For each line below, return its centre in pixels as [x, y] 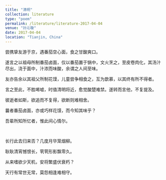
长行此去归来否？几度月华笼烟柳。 [40, 141]
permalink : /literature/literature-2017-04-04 [54, 23]
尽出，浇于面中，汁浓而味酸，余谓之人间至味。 [53, 68]
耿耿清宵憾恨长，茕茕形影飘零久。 [40, 151]
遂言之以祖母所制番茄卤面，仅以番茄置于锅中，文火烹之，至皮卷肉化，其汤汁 [83, 62]
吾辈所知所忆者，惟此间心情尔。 [38, 121]
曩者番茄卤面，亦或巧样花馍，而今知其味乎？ [51, 110]
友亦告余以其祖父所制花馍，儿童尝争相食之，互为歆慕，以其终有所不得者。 [81, 79]
